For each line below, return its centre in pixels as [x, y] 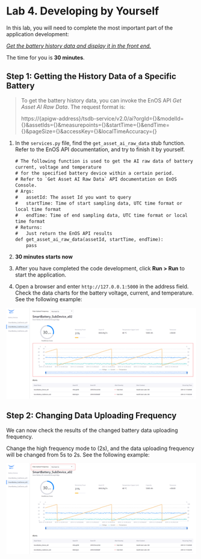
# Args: [24, 191]
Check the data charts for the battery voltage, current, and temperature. [104, 293]
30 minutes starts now [44, 257]
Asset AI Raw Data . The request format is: [73, 107]
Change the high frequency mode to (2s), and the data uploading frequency [100, 448]
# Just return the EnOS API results [63, 233]
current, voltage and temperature [58, 167]
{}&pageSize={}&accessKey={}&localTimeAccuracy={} [89, 131]
